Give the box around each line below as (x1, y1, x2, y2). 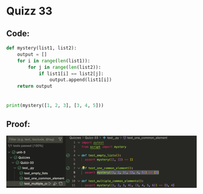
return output (17, 83, 53, 89)
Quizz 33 (6, 4, 53, 18)
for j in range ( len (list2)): (28, 64, 101, 70)
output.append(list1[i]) (49, 77, 112, 83)
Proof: (6, 119, 30, 129)
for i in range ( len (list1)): (17, 57, 91, 64)
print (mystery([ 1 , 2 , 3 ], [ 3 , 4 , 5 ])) (6, 102, 104, 108)
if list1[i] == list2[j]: (38, 71, 104, 77)
